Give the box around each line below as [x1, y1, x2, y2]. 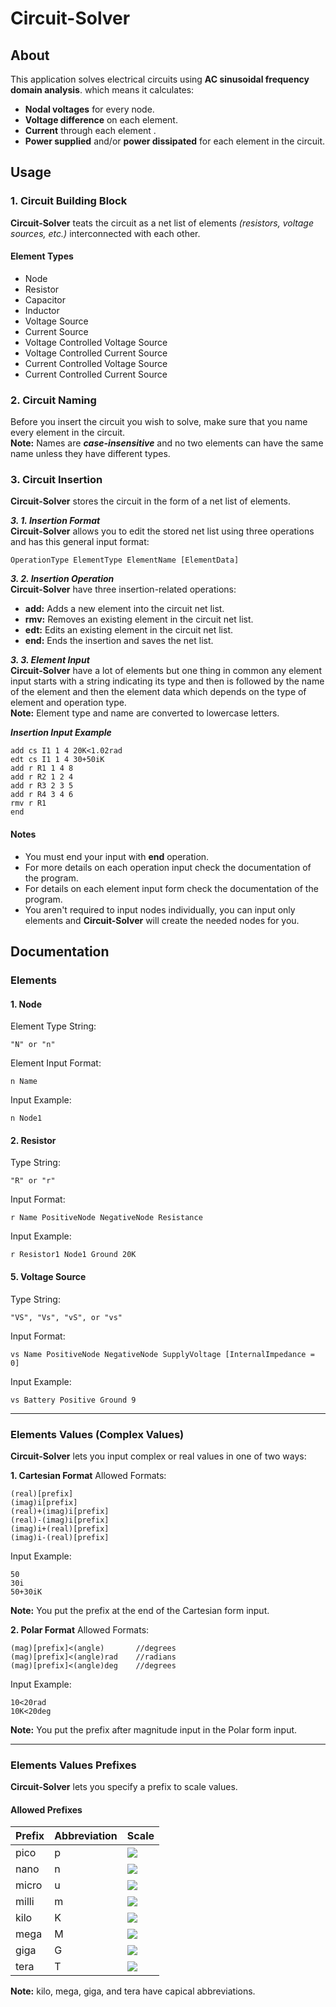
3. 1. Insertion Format [10, 515, 101, 527]
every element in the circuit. [10, 427, 126, 439]
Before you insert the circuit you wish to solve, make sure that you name [10, 416, 308, 428]
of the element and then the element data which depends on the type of [10, 686, 307, 698]
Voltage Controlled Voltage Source [24, 336, 168, 348]
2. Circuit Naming [10, 393, 97, 407]
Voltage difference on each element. [24, 114, 178, 126]
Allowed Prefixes [10, 1803, 83, 1816]
